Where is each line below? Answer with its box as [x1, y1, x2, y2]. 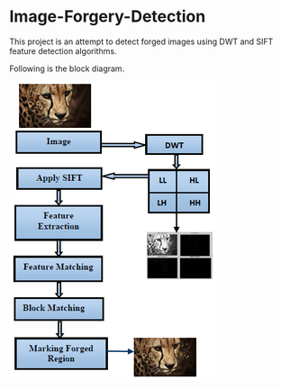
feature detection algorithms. [9, 45, 117, 56]
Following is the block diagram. [9, 63, 125, 74]
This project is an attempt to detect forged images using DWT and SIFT [9, 36, 274, 47]
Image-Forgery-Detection [9, 6, 206, 27]
